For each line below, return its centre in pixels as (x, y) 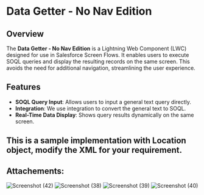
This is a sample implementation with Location (97, 141)
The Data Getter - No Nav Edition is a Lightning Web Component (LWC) (97, 48)
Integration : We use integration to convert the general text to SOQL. (100, 108)
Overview (25, 34)
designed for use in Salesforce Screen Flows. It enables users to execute (98, 55)
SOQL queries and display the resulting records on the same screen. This (98, 61)
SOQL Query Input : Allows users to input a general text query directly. (103, 101)
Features (23, 87)
